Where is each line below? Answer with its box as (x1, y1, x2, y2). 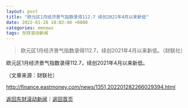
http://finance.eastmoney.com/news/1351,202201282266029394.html (6, 83, 176, 90)
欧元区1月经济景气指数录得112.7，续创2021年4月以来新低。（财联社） (20, 47, 186, 54)
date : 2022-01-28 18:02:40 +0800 (6, 19, 88, 25)
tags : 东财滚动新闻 (6, 30, 49, 36)
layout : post (6, 8, 38, 15)
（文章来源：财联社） (6, 72, 58, 79)
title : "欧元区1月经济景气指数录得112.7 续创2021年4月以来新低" (6, 14, 149, 20)
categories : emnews (6, 25, 54, 31)
